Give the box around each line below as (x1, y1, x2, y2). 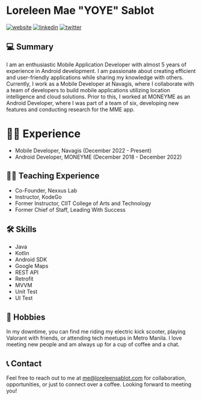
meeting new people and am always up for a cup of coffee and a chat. (6, 341, 180, 348)
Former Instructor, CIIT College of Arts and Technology (14, 200, 151, 207)
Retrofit (14, 275, 34, 282)
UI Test (14, 294, 33, 302)
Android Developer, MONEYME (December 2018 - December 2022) (14, 153, 182, 160)
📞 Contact (6, 358, 42, 369)
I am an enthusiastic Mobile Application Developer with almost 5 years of (6, 61, 187, 68)
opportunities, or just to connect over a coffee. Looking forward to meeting (6, 381, 192, 388)
